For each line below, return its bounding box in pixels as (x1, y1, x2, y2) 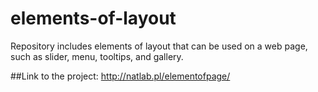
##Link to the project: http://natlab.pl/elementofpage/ (10, 70, 231, 82)
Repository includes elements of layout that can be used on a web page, (10, 40, 308, 52)
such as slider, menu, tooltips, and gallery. (10, 50, 184, 62)
